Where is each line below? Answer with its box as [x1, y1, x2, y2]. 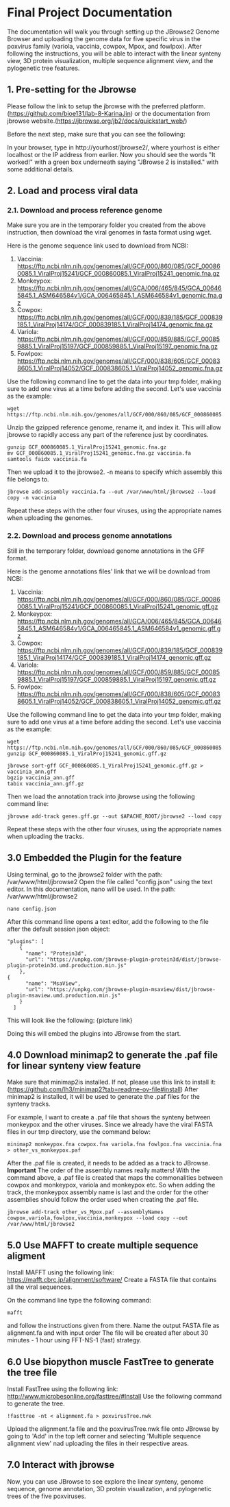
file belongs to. [7, 475, 49, 484]
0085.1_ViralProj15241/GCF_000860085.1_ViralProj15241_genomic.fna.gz [16, 270, 220, 278]
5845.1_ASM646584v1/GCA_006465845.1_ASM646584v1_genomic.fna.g [16, 292, 222, 300]
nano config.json [7, 905, 57, 912]
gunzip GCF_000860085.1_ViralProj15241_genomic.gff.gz [7, 750, 167, 757]
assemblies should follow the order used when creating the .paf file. [7, 1196, 199, 1204]
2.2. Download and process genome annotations [7, 531, 172, 541]
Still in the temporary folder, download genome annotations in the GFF [7, 547, 205, 555]
